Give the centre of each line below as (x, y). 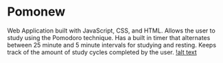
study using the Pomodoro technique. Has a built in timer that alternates (109, 37)
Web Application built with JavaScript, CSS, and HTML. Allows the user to (111, 30)
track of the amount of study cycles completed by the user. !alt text (102, 52)
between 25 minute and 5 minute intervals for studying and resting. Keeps (112, 45)
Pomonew (36, 12)
